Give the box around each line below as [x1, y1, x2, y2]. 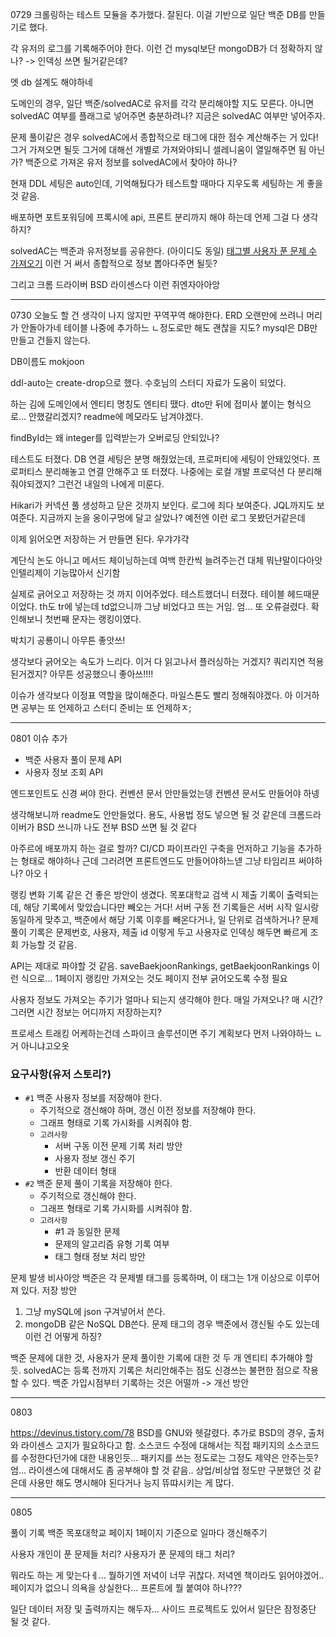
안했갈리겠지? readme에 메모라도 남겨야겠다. [28, 411, 204, 422]
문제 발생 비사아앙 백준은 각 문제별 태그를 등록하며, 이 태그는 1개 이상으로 [10, 1272, 294, 1284]
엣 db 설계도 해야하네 [10, 76, 93, 88]
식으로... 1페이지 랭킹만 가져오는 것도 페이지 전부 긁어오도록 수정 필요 [20, 973, 288, 984]
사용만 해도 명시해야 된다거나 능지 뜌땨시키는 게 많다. [28, 1477, 235, 1489]
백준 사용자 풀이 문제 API [24, 754, 122, 765]
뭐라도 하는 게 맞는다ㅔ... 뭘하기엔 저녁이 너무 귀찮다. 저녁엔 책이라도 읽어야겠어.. [10, 1569, 325, 1582]
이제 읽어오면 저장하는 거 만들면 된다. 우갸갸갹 [10, 533, 190, 545]
